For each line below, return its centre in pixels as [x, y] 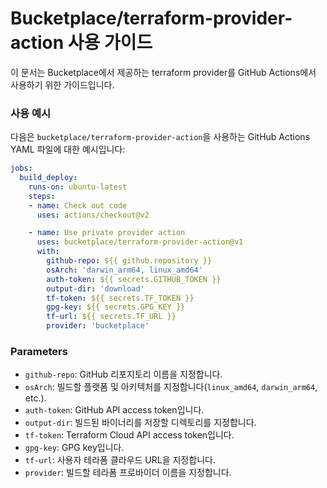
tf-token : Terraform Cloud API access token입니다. [129, 435]
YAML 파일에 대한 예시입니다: [68, 149]
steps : [42, 196]
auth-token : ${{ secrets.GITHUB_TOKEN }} [134, 279]
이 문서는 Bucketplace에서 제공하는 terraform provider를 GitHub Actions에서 [163, 72]
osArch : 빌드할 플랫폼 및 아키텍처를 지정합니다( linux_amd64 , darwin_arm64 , [171, 387]
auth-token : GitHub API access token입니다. [114, 410]
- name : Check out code [78, 205]
